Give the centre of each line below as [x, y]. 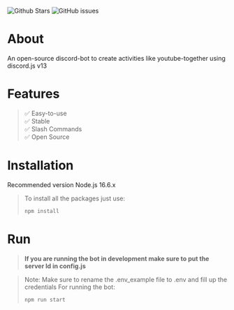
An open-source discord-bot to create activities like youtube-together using [116, 58]
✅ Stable [37, 121]
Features [34, 94]
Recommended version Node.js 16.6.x [61, 184]
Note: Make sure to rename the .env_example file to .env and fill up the [126, 279]
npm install [42, 211]
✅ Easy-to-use [46, 113]
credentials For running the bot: [70, 287]
